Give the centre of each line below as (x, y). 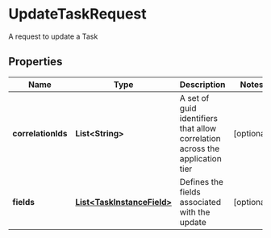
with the (195, 212)
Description (202, 84)
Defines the (202, 182)
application (200, 158)
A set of (194, 98)
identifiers (198, 118)
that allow (198, 128)
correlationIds (40, 133)
